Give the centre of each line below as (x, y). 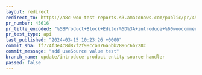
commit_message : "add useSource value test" (62, 51)
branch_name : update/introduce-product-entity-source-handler (85, 57)
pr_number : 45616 (27, 23)
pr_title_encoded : (29, 29)
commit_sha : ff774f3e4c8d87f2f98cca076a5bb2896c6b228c (76, 46)
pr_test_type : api (29, 34)
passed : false (24, 62)
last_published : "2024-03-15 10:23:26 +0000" (64, 40)
